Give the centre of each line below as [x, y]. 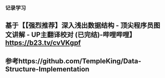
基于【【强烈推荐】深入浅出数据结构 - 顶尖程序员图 [83, 26]
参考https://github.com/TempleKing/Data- [73, 61]
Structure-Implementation [47, 69]
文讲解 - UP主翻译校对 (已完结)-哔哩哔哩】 [71, 35]
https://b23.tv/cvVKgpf [43, 43]
